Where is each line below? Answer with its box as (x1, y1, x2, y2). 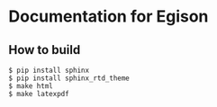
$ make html (8, 82, 53, 91)
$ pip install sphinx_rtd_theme (8, 74, 130, 83)
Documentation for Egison (8, 6, 209, 27)
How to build (8, 42, 81, 58)
